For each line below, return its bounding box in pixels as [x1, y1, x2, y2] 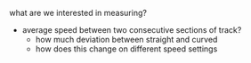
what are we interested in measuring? [9, 8, 147, 18]
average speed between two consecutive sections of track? [21, 25, 242, 35]
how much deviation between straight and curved [35, 35, 218, 44]
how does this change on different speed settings [35, 43, 218, 54]
